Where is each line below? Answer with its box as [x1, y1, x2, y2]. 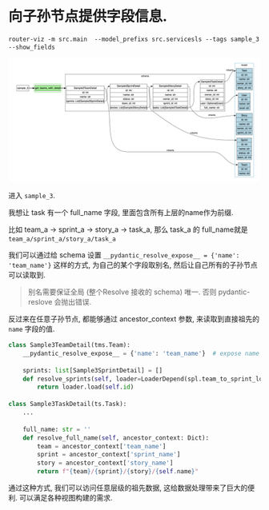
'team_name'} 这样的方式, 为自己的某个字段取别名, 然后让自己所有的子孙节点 [8, 261, 258, 269]
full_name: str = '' [22, 425, 91, 433]
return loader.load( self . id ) [37, 383, 134, 392]
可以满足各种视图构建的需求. [18, 493, 114, 502]
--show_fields [8, 43, 56, 51]
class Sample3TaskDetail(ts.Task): [8, 400, 127, 408]
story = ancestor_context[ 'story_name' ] [37, 459, 174, 468]
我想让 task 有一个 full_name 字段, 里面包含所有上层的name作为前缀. [8, 208, 234, 217]
